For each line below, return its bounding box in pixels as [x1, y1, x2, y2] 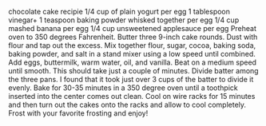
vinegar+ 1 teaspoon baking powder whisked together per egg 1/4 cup [8, 15, 240, 25]
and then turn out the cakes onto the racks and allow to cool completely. [8, 100, 246, 109]
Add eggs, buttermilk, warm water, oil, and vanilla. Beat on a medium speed [8, 57, 257, 67]
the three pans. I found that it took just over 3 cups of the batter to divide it [8, 75, 254, 84]
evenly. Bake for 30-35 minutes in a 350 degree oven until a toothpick [8, 83, 238, 93]
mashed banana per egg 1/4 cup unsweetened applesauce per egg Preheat [8, 24, 257, 33]
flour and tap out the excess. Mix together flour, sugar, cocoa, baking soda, [8, 41, 256, 50]
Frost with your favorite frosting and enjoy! [8, 108, 149, 118]
